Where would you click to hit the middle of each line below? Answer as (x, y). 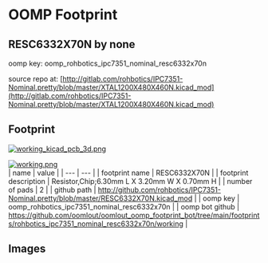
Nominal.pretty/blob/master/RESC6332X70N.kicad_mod (100, 198)
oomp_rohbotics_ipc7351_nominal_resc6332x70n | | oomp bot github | (124, 206)
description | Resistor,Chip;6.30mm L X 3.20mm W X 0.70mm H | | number (130, 181)
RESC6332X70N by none (72, 44)
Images (27, 249)
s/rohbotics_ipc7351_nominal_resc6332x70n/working (96, 223)
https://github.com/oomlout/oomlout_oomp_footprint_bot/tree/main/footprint (134, 215)
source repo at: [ (35, 79)
